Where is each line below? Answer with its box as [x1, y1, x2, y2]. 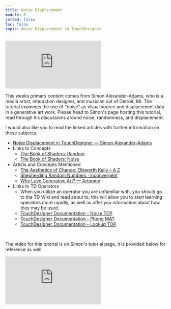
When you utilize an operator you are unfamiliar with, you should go [20, 188, 162, 195]
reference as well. [5, 246, 43, 253]
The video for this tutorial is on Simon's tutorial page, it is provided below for [5, 241, 166, 247]
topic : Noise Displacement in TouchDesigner [5, 27, 101, 32]
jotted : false [5, 17, 36, 22]
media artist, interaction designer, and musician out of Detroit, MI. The [5, 98, 152, 105]
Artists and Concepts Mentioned [12, 161, 81, 168]
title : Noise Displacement [5, 7, 63, 13]
